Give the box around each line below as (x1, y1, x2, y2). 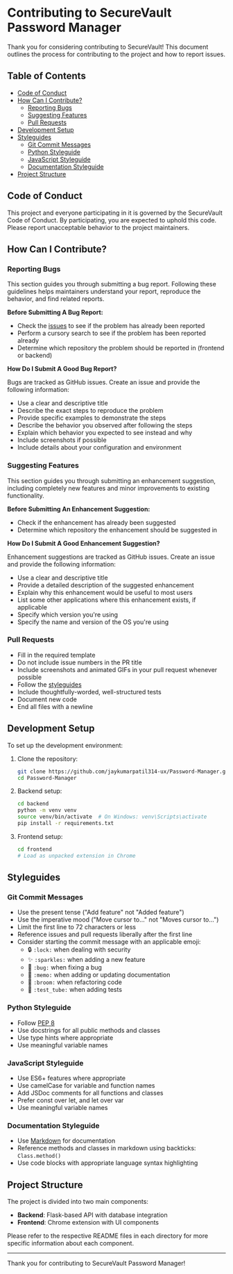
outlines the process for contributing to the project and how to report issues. (7, 50, 225, 58)
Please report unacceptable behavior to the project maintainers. (7, 223, 190, 231)
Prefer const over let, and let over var (17, 1096, 124, 1104)
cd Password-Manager (17, 774, 77, 781)
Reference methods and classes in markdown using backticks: (17, 1144, 196, 1152)
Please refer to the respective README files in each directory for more (7, 1232, 209, 1240)
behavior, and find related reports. (7, 295, 105, 303)
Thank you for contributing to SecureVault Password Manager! (7, 1259, 186, 1268)
